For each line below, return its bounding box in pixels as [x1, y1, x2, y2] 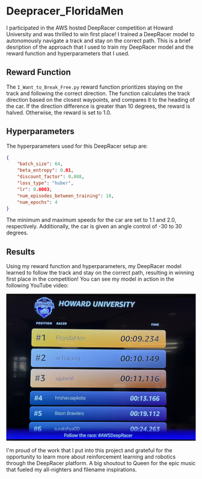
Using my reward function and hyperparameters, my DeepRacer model [6, 263, 182, 270]
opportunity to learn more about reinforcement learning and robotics [6, 453, 176, 460]
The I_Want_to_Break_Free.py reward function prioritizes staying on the [6, 83, 183, 90]
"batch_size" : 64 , [17, 161, 63, 167]
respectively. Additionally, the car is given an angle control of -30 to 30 [6, 223, 182, 230]
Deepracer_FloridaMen [6, 4, 124, 18]
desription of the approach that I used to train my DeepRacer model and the [6, 43, 194, 51]
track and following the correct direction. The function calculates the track [6, 89, 191, 97]
